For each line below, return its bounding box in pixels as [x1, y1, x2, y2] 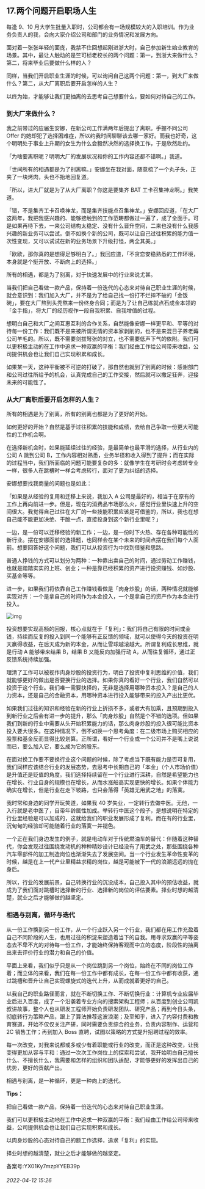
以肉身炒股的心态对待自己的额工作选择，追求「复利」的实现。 [6, 1136, 162, 1144]
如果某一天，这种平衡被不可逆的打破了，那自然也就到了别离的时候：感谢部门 [6, 363, 199, 371]
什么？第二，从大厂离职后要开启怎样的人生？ [6, 79, 119, 87]
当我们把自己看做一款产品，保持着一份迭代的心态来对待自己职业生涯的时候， [6, 284, 199, 291]
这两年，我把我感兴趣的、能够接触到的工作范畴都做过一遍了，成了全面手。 [6, 214, 193, 222]
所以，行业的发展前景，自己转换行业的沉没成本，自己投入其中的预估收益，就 [6, 879, 199, 886]
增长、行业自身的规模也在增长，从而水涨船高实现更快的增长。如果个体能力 [11, 779, 199, 786]
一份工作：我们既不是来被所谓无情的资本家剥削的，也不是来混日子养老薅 [16, 327, 199, 335]
